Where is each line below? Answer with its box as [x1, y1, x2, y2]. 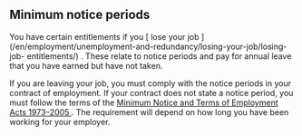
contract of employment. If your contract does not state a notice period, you [9, 87, 294, 98]
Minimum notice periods [9, 7, 151, 23]
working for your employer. [9, 116, 111, 127]
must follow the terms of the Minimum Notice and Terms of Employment [9, 97, 278, 108]
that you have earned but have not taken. [9, 60, 163, 71]
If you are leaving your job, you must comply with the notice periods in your [9, 77, 292, 89]
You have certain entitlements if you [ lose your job [9, 31, 200, 42]
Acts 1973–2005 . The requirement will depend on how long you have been [9, 106, 289, 117]
